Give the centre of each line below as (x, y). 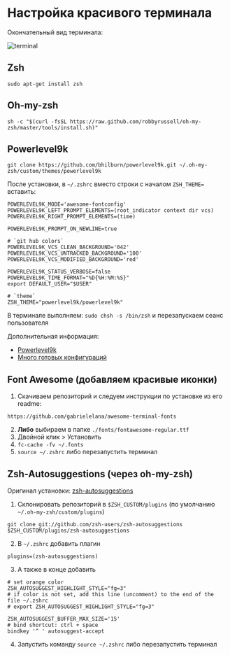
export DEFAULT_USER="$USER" (50, 284)
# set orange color (36, 582)
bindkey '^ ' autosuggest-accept (56, 631)
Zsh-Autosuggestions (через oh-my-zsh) (100, 474)
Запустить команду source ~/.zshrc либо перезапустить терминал (117, 644)
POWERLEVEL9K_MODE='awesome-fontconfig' (67, 204)
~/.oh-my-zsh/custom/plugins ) (61, 512)
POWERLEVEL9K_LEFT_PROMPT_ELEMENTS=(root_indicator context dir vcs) (111, 211)
